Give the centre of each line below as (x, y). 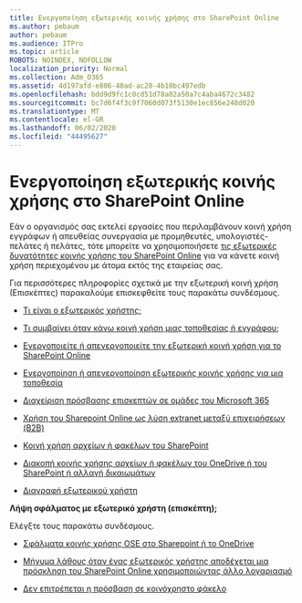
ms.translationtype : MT (55, 111)
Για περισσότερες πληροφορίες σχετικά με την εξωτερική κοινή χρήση (144, 283)
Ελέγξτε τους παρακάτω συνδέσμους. (82, 525)
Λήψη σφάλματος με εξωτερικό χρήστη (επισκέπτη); (113, 508)
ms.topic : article (44, 52)
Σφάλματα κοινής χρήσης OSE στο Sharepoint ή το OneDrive (138, 543)
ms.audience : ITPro (47, 43)
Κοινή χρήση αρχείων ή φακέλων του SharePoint (115, 445)
